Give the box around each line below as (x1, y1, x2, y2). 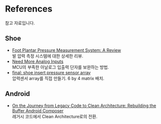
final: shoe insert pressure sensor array (12, 69, 91, 76)
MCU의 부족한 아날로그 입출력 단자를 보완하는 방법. (12, 64, 109, 70)
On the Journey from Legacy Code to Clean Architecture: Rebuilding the (12, 103, 157, 108)
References (5, 3, 52, 15)
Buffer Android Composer (12, 108, 64, 113)
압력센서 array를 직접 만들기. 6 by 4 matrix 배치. (12, 75, 105, 81)
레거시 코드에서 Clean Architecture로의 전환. (12, 113, 98, 119)
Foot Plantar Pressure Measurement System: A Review (12, 47, 121, 53)
